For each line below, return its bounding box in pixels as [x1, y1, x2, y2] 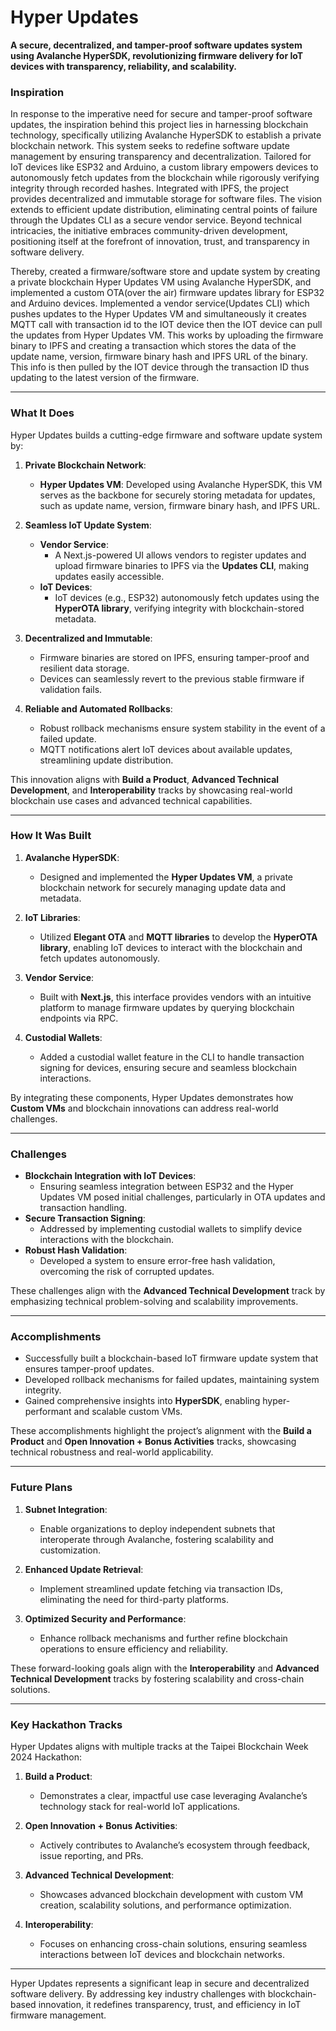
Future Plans [10, 1481, 73, 1495]
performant [24, 1406, 72, 1418]
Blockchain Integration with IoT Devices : [24, 1170, 197, 1182]
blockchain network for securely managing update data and [39, 881, 287, 893]
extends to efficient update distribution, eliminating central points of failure [10, 204, 318, 216]
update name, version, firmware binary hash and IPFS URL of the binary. [10, 351, 308, 363]
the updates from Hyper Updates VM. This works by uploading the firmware [10, 329, 324, 341]
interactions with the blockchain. [39, 1234, 175, 1246]
